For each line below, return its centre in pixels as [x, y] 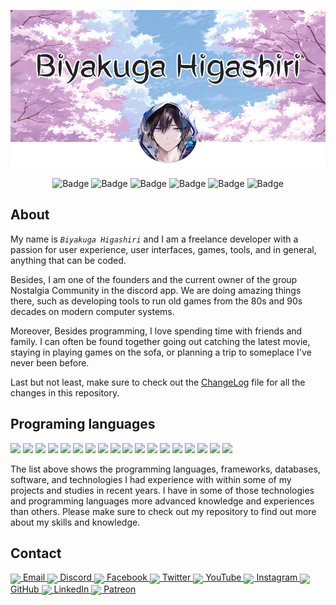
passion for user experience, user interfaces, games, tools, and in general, [163, 249]
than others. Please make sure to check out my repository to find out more [163, 511]
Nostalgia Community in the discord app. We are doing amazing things [156, 290]
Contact [36, 553]
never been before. [50, 362]
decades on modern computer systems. [92, 311]
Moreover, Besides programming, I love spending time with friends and [156, 331]
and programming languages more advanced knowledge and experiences [162, 501]
